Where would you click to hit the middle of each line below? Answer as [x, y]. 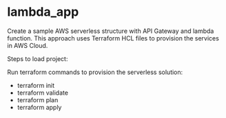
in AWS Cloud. [28, 45]
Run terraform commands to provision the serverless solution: [95, 72]
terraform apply [39, 107]
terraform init [36, 85]
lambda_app [43, 12]
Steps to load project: [38, 58]
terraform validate [43, 93]
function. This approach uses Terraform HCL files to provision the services [113, 38]
